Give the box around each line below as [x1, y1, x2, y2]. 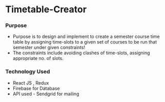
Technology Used [5, 68, 50, 75]
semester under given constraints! [12, 45, 86, 51]
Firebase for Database [12, 85, 60, 91]
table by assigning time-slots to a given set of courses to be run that [12, 39, 157, 45]
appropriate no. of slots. [12, 55, 64, 62]
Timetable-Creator [5, 4, 87, 15]
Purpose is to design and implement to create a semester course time [12, 33, 160, 39]
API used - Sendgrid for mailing [12, 91, 79, 97]
